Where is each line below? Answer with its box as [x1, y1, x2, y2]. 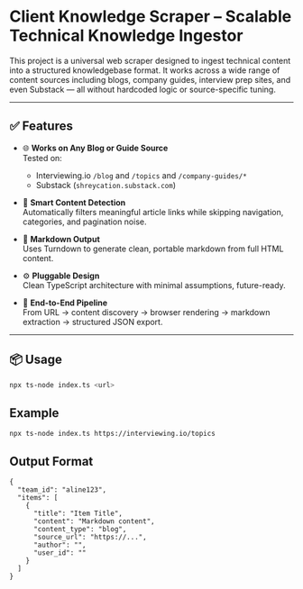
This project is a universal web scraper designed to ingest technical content [9, 55, 291, 66]
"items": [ [17, 494, 59, 503]
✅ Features [9, 119, 74, 134]
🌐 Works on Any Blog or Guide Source [22, 142, 169, 153]
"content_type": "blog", [32, 525, 127, 534]
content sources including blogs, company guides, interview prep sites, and [9, 74, 291, 85]
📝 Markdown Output [22, 233, 101, 244]
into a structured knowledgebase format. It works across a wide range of [9, 65, 280, 76]
